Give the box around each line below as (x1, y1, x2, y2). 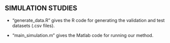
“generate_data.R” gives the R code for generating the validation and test (12, 17, 165, 23)
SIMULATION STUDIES (5, 4, 77, 12)
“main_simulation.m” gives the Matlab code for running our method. (12, 32, 154, 38)
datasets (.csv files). (12, 22, 55, 28)
